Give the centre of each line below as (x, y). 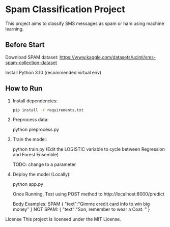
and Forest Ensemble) (36, 155)
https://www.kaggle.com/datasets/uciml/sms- (108, 57)
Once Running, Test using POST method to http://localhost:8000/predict (88, 194)
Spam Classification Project (65, 9)
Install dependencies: (35, 101)
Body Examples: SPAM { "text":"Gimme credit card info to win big (81, 204)
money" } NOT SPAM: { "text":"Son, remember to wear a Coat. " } (81, 209)
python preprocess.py (36, 130)
